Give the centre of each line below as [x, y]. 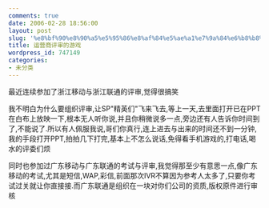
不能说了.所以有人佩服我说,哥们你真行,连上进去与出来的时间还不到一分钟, [137, 128]
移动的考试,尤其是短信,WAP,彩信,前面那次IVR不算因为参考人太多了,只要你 [128, 175]
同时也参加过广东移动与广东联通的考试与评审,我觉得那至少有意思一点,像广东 [133, 166]
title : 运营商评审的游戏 [45, 46]
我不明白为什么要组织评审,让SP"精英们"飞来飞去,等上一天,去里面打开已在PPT [134, 108]
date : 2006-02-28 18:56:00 [53, 23]
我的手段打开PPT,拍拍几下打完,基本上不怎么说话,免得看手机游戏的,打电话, [129, 138]
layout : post [30, 30]
